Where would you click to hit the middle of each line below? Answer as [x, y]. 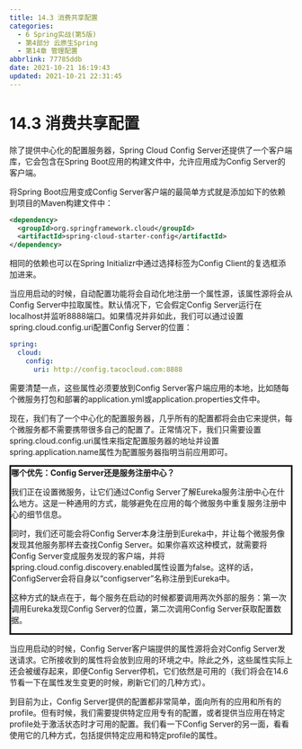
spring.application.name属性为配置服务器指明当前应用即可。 [121, 451]
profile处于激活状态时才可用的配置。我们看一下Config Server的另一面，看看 [149, 724]
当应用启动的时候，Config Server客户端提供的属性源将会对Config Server [144, 648]
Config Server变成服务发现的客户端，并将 [88, 556]
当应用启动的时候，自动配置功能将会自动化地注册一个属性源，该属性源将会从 [151, 294]
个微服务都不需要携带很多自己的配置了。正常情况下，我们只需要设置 [135, 429]
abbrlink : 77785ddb [46, 59]
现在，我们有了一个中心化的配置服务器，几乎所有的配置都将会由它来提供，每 [151, 418]
